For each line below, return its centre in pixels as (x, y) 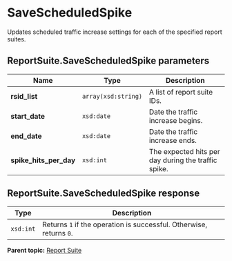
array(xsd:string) (112, 96)
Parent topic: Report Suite (45, 250)
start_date (28, 116)
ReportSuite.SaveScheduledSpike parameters (108, 61)
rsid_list (24, 96)
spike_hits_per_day (43, 160)
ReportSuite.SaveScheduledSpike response (104, 194)
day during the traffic (183, 160)
